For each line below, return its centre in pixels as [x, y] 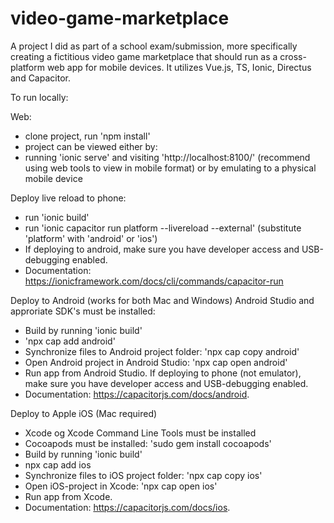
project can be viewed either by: [91, 146]
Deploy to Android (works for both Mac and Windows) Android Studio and [162, 300]
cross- [293, 56]
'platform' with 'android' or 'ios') [91, 238]
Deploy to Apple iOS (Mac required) [84, 413]
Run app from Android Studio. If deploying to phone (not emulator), [163, 373]
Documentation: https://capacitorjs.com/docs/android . [137, 394]
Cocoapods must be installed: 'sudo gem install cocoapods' [148, 443]
